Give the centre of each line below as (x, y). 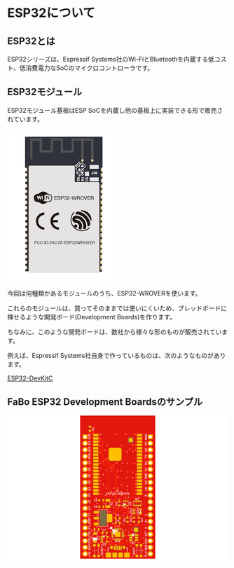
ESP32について (51, 13)
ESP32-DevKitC (30, 378)
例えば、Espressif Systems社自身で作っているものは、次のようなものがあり (117, 355)
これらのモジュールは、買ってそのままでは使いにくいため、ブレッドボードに (117, 308)
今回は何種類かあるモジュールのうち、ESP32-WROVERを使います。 (104, 293)
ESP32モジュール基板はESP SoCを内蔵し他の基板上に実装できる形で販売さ (115, 110)
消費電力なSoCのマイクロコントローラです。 (90, 68)
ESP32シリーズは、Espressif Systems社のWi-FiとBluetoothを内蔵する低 (111, 59)
